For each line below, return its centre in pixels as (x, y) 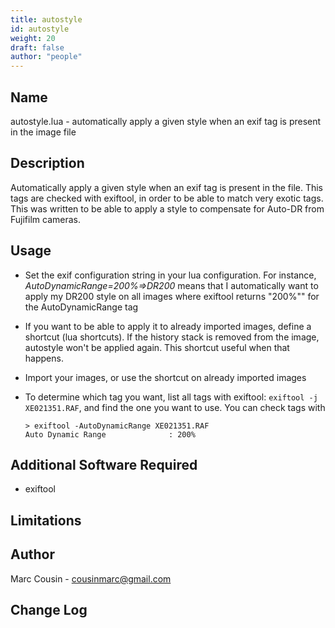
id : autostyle (40, 29)
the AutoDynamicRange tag (81, 307)
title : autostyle (46, 19)
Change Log (49, 609)
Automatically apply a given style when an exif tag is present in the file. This (166, 187)
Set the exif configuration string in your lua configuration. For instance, (170, 275)
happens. (44, 358)
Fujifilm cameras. (45, 219)
